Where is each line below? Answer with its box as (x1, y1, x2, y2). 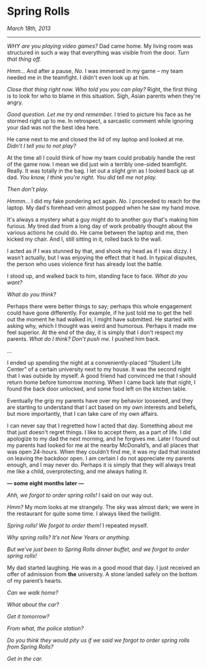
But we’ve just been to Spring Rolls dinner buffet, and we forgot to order (7, 545, 189, 553)
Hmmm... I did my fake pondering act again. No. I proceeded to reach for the (7, 197, 201, 205)
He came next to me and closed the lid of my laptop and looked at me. (7, 135, 185, 142)
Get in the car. (7, 655, 43, 662)
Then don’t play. (7, 185, 49, 193)
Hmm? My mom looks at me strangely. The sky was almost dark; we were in (7, 503, 200, 510)
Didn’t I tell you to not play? (7, 142, 76, 149)
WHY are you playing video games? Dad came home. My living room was (7, 42, 193, 50)
